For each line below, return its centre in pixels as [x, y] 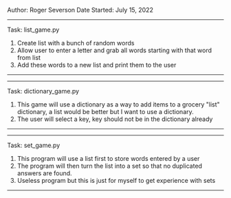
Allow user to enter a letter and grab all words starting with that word [114, 50]
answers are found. [44, 173]
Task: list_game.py [33, 30]
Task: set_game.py [34, 145]
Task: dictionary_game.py [43, 91]
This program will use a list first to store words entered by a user [108, 158]
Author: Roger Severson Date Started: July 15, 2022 [80, 10]
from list [29, 57]
